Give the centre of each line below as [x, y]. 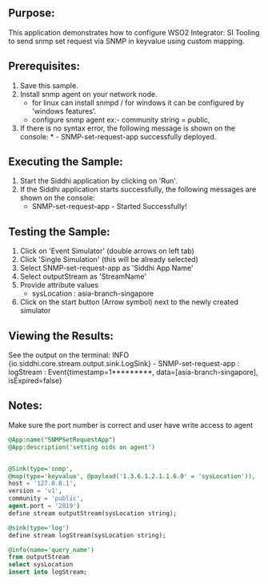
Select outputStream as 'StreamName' [83, 276]
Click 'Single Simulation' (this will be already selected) [109, 260]
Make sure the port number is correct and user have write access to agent [131, 425]
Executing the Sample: [66, 162]
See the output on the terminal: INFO [69, 355]
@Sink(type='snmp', [41, 469]
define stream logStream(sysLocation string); [87, 535]
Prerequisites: [44, 66]
